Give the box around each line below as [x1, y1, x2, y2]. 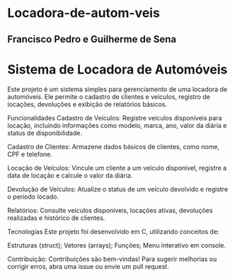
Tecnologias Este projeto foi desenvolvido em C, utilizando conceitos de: [7, 227, 219, 236]
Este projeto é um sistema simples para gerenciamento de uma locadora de [7, 85, 228, 93]
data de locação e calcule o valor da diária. [7, 171, 133, 180]
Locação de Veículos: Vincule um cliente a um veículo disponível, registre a [7, 163, 227, 172]
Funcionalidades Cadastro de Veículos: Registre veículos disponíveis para [7, 113, 222, 122]
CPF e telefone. [7, 150, 53, 158]
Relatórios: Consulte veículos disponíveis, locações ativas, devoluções [7, 206, 213, 214]
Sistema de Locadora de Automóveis [7, 62, 228, 77]
